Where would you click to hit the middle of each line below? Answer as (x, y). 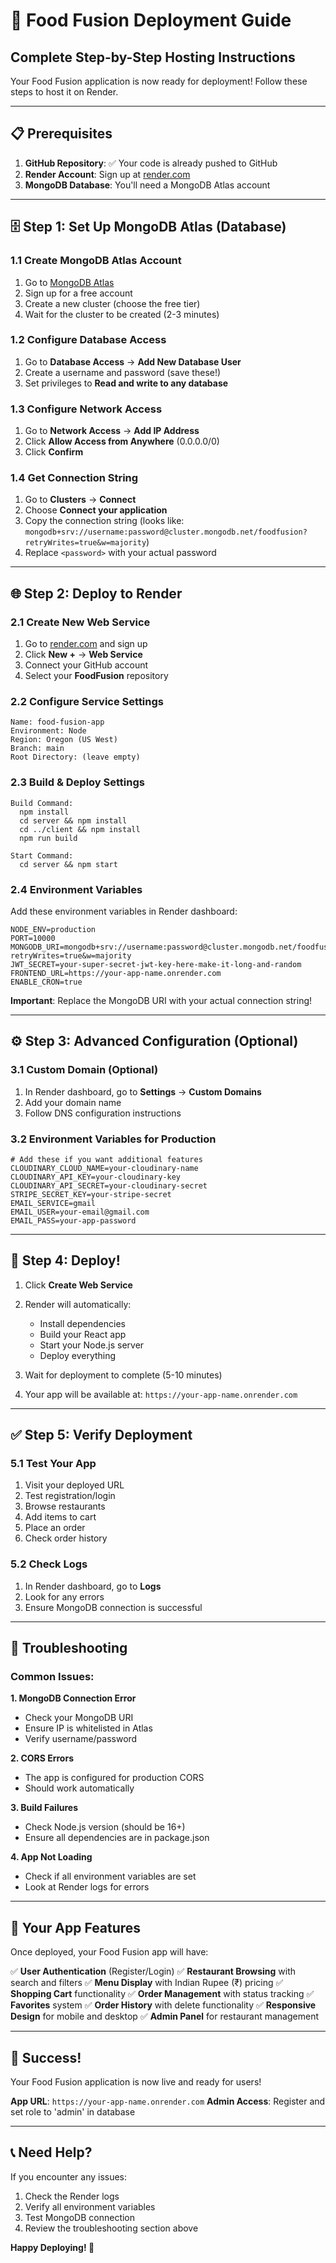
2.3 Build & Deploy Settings (77, 782)
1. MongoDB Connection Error (73, 1698)
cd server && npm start (68, 864)
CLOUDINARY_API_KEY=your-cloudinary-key (96, 1177)
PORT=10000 (33, 938)
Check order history (66, 1538)
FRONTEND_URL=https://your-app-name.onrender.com (116, 973)
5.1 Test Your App (53, 1464)
